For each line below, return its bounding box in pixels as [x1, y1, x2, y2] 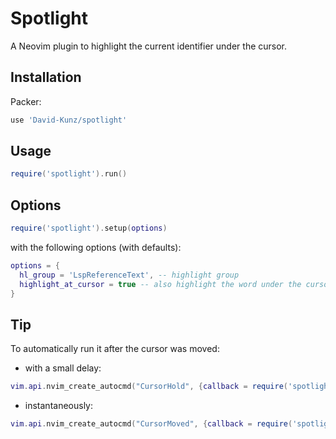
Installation [10, 69, 82, 86]
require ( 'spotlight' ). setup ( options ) [10, 223, 168, 234]
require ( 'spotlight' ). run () [10, 169, 128, 179]
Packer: [10, 95, 42, 107]
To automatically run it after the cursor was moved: [10, 343, 220, 355]
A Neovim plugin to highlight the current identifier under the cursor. [10, 40, 288, 52]
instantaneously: [24, 400, 93, 412]
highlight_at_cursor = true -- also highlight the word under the [19, 279, 302, 289]
